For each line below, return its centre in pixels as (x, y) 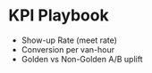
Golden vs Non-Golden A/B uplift (82, 59)
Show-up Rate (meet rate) (69, 40)
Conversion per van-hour (68, 49)
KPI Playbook (59, 16)
